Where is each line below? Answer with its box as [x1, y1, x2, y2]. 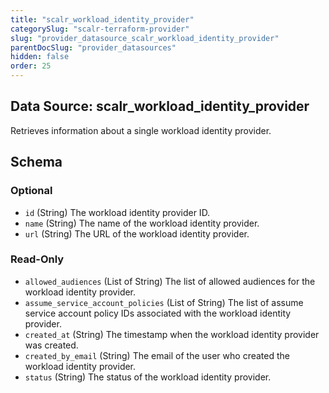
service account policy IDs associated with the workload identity [24, 307, 292, 319]
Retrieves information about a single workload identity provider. [10, 124, 272, 136]
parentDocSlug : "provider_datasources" [10, 42, 177, 53]
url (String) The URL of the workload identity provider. [24, 227, 250, 240]
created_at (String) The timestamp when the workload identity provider [24, 328, 320, 340]
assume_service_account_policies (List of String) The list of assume [24, 296, 304, 308]
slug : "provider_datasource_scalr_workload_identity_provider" [10, 33, 280, 43]
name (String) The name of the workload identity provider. [24, 217, 260, 229]
